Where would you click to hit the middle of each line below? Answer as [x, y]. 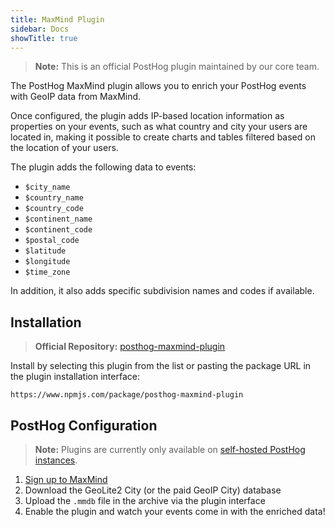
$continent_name [58, 219]
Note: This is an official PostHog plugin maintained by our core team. [177, 67]
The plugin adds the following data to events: [103, 167]
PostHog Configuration [84, 425]
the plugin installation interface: [75, 377]
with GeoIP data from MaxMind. [76, 97]
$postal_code [52, 241]
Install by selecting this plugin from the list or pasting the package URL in [161, 366]
